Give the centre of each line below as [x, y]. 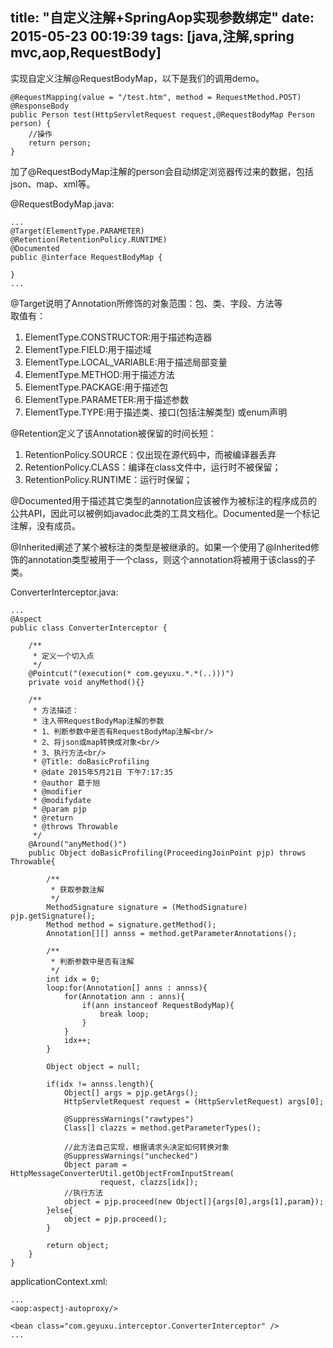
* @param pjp [59, 809]
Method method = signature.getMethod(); [131, 924]
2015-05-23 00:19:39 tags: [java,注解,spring [152, 36]
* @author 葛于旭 [66, 783]
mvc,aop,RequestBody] [86, 53]
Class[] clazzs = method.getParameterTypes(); [162, 1128]
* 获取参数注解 [77, 889]
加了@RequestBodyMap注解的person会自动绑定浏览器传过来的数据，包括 [162, 171]
